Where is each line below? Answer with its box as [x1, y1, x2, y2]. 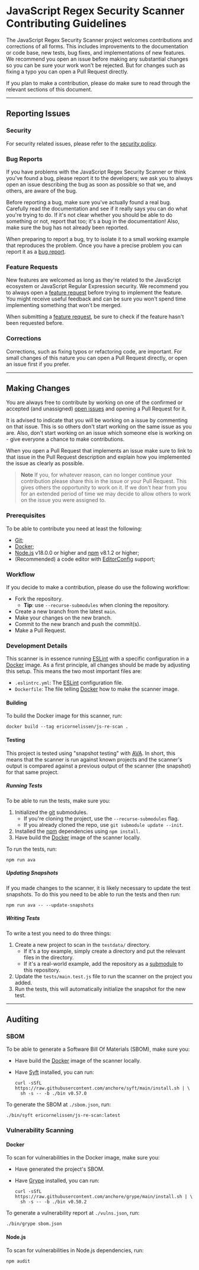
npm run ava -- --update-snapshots [6, 902, 94, 908]
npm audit [6, 1258, 31, 1264]
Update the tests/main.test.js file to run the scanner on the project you [14, 972, 192, 980]
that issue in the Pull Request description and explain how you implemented [6, 453, 191, 461]
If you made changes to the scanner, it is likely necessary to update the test [6, 884, 191, 892]
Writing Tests [6, 915, 40, 922]
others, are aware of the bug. [6, 187, 78, 194]
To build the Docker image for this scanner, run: [6, 712, 123, 719]
